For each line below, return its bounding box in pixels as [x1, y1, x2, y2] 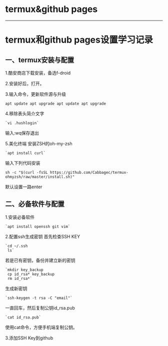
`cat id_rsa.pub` [5, 314, 41, 320]
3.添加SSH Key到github [5, 334, 53, 341]
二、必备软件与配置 [5, 200, 64, 208]
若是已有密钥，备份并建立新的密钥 [5, 257, 75, 263]
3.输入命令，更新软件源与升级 [5, 91, 66, 97]
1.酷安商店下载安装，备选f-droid [5, 70, 71, 76]
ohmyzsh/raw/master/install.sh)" [5, 174, 75, 179]
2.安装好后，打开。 [5, 80, 44, 86]
